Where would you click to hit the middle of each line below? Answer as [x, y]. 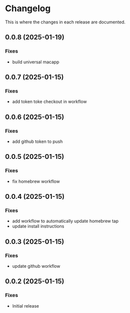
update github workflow [36, 266]
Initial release [25, 306]
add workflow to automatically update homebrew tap [65, 221]
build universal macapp [36, 62]
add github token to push [37, 141]
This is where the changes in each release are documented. [65, 22]
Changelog [28, 9]
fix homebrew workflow [36, 181]
